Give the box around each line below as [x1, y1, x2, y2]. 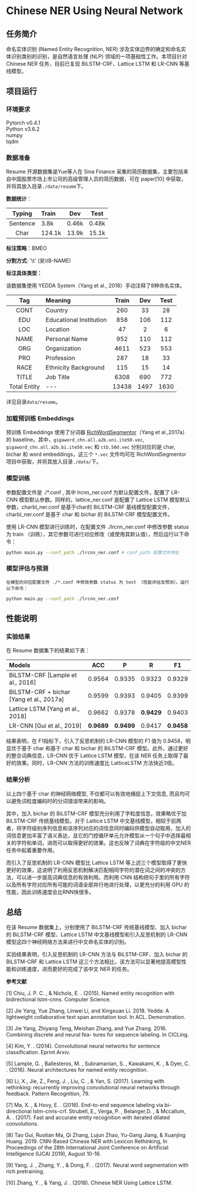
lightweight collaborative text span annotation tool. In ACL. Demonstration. [6, 1014, 186, 1021]
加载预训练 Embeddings [6, 414, 74, 422]
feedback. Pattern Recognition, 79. [6, 1090, 90, 1098]
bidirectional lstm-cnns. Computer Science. [6, 996, 111, 1003]
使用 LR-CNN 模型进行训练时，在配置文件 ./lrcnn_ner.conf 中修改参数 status [6, 523, 189, 530]
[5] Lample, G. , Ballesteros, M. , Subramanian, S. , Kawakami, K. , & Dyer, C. [6, 1060, 190, 1067]
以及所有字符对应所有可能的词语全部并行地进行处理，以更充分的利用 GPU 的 [6, 881, 189, 888]
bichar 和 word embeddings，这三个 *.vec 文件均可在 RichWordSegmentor [6, 451, 186, 458]
